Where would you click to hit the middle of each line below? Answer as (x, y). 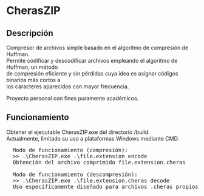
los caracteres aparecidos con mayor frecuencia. (68, 86)
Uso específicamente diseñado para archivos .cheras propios (105, 187)
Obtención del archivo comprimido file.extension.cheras (99, 162)
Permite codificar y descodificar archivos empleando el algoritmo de (92, 61)
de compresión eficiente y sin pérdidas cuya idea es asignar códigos (92, 73)
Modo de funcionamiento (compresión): (70, 150)
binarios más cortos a (33, 80)
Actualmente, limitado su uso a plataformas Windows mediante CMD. (93, 138)
